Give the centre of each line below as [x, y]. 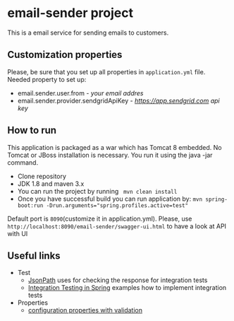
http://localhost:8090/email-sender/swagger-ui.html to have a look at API [117, 226]
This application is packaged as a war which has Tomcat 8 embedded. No [115, 147]
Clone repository [42, 176]
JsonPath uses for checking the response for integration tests [118, 280]
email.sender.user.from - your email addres [80, 93]
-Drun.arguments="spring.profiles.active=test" [117, 205]
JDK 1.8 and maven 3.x [51, 183]
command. [23, 162]
